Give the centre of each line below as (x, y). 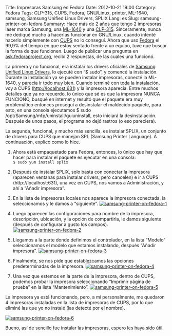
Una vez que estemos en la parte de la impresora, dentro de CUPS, (84, 276)
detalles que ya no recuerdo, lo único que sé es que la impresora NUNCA (83, 94)
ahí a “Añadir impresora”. (39, 188)
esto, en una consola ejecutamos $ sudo (48, 110)
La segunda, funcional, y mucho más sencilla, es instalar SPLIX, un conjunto (86, 131)
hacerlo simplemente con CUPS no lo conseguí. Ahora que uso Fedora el (82, 40)
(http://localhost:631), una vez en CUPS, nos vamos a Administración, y (88, 183)
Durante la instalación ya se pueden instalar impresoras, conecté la (76, 77)
